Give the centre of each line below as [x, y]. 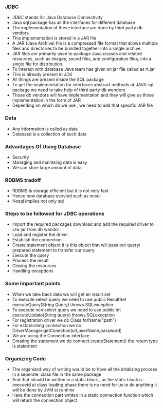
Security [20, 157]
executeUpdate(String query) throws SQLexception [63, 315]
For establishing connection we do [47, 325]
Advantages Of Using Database [43, 146]
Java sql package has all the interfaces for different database [73, 22]
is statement [25, 346]
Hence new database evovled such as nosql [56, 196]
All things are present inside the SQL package [58, 79]
